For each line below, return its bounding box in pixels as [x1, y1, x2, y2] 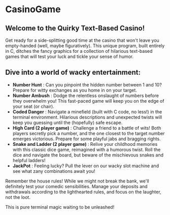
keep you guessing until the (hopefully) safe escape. [12, 119, 123, 126]
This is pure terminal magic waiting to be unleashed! [5, 204, 115, 210]
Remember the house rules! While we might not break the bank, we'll [5, 178, 149, 184]
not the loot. [5, 194, 30, 200]
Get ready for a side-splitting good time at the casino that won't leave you [5, 37, 160, 43]
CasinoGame [5, 4, 61, 15]
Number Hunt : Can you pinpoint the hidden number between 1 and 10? [12, 81, 162, 87]
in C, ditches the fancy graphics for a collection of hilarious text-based [5, 48, 153, 54]
